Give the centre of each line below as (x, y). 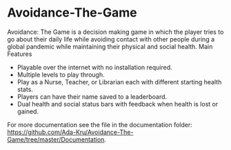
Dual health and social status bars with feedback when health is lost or (118, 104)
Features (20, 54)
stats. (25, 89)
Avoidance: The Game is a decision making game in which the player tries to (115, 32)
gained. (28, 111)
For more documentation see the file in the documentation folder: (100, 124)
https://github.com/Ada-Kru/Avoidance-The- (70, 132)
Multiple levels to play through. (61, 75)
